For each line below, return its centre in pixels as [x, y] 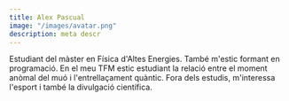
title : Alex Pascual [47, 17]
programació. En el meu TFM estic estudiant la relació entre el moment [138, 68]
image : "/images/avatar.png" [63, 26]
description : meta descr [55, 34]
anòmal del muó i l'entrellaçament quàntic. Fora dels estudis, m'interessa [142, 78]
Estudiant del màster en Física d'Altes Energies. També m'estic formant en [145, 59]
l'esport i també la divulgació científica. [81, 87]
